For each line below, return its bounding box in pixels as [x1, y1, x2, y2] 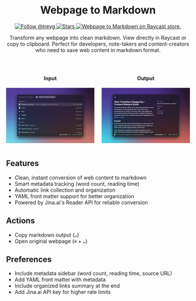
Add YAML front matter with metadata [14, 276, 106, 283]
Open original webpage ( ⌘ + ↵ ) [14, 237, 87, 244]
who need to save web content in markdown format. [35, 46, 161, 53]
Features [6, 158, 39, 168]
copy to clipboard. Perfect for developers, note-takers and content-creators [6, 40, 190, 47]
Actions [6, 216, 35, 226]
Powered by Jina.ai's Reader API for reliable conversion [14, 199, 148, 206]
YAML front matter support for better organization [14, 192, 134, 199]
